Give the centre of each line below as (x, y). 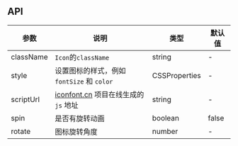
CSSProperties (177, 75)
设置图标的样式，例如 (90, 70)
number (165, 131)
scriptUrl (25, 99)
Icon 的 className (82, 57)
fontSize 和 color (84, 81)
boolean (165, 118)
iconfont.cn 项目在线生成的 (100, 94)
